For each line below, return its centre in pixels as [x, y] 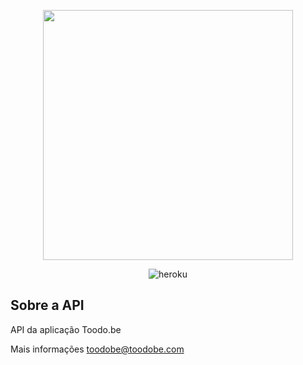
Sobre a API [47, 305]
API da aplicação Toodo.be [66, 329]
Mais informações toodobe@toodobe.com [97, 349]
